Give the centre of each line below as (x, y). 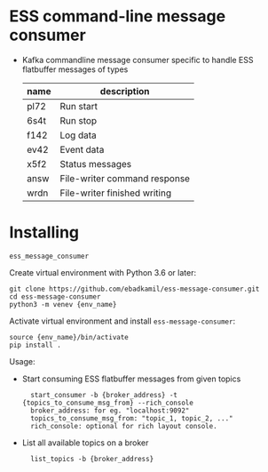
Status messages (95, 164)
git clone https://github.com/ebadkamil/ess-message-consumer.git (134, 289)
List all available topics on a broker (85, 443)
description (125, 91)
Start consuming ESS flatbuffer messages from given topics (131, 379)
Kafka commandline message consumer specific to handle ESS (138, 60)
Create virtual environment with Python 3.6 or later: (103, 272)
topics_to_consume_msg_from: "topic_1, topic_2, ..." (132, 418)
